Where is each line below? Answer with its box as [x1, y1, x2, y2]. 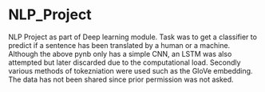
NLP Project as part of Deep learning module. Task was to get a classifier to [8, 32, 258, 42]
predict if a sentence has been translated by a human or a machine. [8, 40, 231, 50]
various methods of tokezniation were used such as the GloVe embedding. [8, 66, 253, 75]
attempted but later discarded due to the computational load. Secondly [8, 58, 241, 67]
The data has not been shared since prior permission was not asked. [8, 74, 234, 84]
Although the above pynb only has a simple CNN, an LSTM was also [8, 49, 232, 58]
